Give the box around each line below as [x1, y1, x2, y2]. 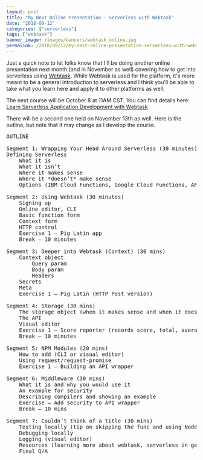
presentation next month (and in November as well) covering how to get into [6, 65, 196, 73]
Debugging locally [19, 429, 74, 436]
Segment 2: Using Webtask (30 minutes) [6, 193, 124, 200]
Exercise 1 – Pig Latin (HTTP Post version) [19, 290, 153, 297]
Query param [31, 260, 68, 267]
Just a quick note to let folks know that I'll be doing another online [6, 59, 170, 67]
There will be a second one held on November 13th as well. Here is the [6, 114, 182, 122]
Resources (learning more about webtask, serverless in [19, 441, 188, 448]
